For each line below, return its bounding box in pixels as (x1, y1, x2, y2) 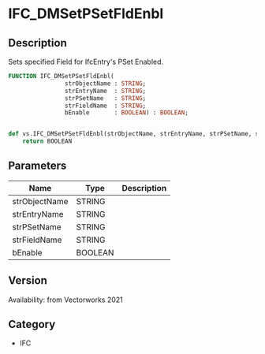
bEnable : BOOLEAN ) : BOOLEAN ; (64, 109, 189, 117)
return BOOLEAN (22, 137, 73, 146)
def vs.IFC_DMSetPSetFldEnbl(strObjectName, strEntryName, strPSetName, (8, 130, 252, 138)
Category (8, 318, 56, 331)
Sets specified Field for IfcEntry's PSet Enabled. (8, 57, 164, 66)
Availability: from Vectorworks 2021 (8, 295, 124, 304)
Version (8, 274, 47, 288)
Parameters (8, 159, 67, 173)
